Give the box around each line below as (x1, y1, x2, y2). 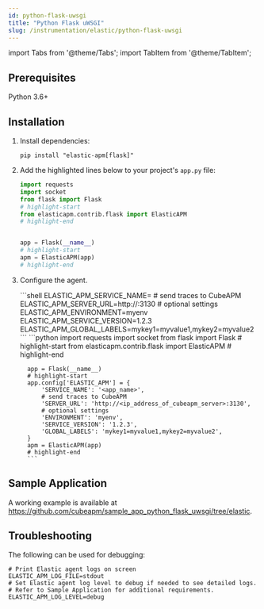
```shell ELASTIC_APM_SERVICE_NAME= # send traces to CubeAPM (19, 290, 242, 300)
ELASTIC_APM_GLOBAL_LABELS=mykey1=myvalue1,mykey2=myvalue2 (19, 324, 254, 334)
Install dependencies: (19, 136, 90, 145)
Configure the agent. (19, 275, 88, 285)
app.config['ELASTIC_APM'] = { (27, 378, 131, 387)
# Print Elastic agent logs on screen (8, 565, 136, 573)
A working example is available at (8, 497, 117, 507)
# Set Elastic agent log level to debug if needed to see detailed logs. (8, 580, 258, 588)
